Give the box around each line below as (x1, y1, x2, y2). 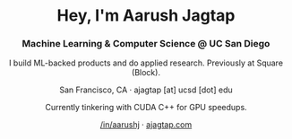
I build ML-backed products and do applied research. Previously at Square (8, 57, 284, 68)
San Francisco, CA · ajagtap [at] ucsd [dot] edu (59, 84, 233, 95)
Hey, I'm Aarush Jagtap (56, 5, 236, 26)
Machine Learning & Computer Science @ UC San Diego (21, 38, 271, 50)
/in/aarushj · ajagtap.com (99, 119, 193, 130)
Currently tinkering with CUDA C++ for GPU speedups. (44, 102, 248, 113)
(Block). (131, 67, 161, 78)
